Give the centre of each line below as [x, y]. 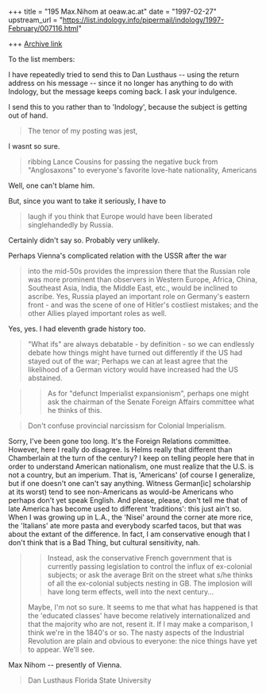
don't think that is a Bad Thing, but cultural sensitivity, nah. [104, 543]
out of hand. [28, 115]
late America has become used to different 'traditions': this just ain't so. [125, 509]
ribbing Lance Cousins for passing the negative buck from [123, 162]
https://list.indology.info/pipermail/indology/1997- [143, 20]
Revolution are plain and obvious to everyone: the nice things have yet [143, 641]
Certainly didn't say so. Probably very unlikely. [84, 240]
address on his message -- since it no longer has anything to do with [121, 83]
